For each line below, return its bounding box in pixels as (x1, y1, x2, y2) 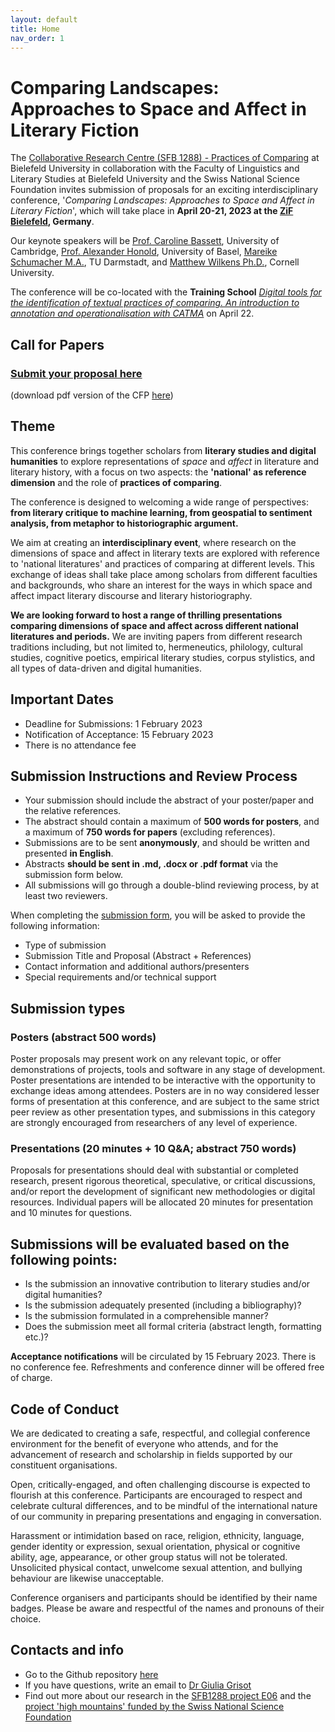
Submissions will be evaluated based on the (10, 1236, 290, 1253)
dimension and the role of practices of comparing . (10, 476, 223, 488)
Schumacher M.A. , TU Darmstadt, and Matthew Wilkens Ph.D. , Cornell (10, 256, 300, 268)
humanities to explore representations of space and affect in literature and (10, 455, 320, 467)
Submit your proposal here (10, 366, 143, 380)
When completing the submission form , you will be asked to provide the (10, 909, 306, 921)
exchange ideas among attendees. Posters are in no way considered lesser (10, 1085, 320, 1097)
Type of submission (24, 939, 107, 951)
